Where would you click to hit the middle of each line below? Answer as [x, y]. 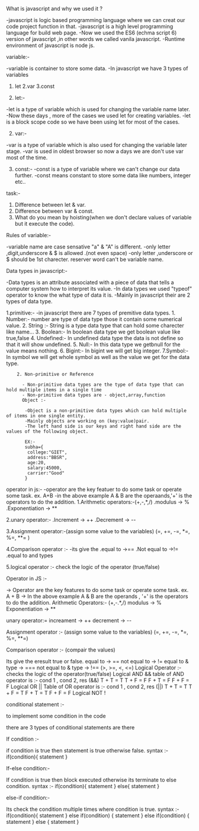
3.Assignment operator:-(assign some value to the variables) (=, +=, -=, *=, [98, 531]
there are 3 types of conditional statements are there [70, 727]
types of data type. [29, 301]
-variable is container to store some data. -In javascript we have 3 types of [97, 68]
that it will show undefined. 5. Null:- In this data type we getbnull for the [93, 344]
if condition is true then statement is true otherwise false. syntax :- [87, 750]
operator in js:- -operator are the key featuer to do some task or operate [94, 489]
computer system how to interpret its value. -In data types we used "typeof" [99, 289]
